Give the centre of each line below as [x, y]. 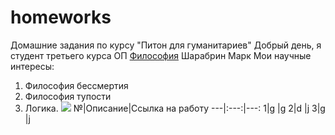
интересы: [32, 66]
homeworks [61, 17]
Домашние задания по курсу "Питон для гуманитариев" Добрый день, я [166, 45]
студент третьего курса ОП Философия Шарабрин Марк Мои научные [161, 55]
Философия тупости [68, 96]
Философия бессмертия [76, 85]
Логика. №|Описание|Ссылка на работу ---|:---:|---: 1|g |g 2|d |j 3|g [175, 108]
